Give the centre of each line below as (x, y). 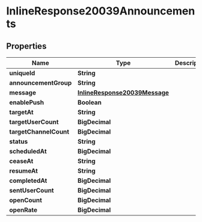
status (19, 141)
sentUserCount (32, 190)
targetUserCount (34, 122)
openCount (26, 200)
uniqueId (22, 73)
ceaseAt (21, 161)
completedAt (28, 180)
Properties (26, 46)
